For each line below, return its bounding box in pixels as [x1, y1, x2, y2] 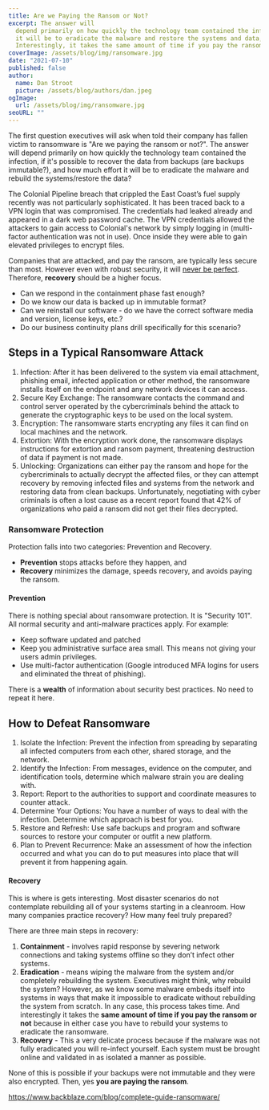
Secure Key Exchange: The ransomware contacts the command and [19, 393, 245, 402]
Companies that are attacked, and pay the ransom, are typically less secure [8, 256, 258, 265]
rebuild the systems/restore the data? [8, 173, 132, 183]
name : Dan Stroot [15, 79, 74, 87]
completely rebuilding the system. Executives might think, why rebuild [19, 976, 251, 986]
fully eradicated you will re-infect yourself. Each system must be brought [19, 1044, 260, 1054]
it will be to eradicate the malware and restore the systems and [15, 34, 242, 43]
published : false [8, 64, 66, 72]
